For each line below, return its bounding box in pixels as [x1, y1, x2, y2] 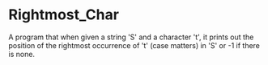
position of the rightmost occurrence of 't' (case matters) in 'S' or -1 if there [8, 40, 261, 50]
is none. [8, 49, 35, 59]
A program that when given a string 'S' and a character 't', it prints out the [8, 32, 254, 42]
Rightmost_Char [8, 6, 120, 24]
